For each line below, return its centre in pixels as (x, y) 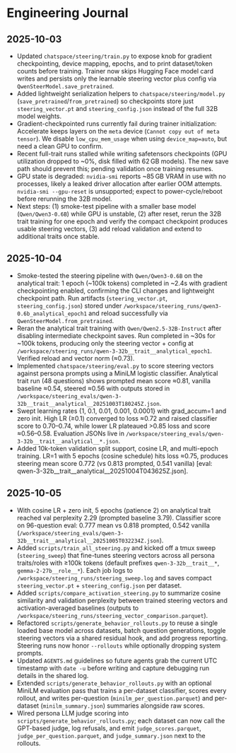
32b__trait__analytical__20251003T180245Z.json (88, 404)
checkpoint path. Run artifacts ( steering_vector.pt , (92, 298)
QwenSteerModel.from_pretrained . (65, 320)
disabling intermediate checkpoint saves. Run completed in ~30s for (116, 335)
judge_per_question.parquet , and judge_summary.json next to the (111, 735)
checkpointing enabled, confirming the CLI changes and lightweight (116, 291)
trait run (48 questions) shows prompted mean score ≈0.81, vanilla (114, 380)
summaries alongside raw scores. (156, 706)
